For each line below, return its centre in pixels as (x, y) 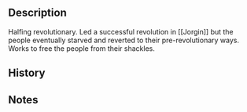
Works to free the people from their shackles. (82, 48)
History (27, 73)
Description (37, 13)
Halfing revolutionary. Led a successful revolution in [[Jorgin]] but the (121, 31)
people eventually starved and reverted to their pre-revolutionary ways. (124, 40)
